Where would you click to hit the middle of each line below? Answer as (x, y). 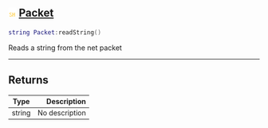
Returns (29, 80)
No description (61, 113)
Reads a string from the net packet (65, 48)
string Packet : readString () (55, 32)
